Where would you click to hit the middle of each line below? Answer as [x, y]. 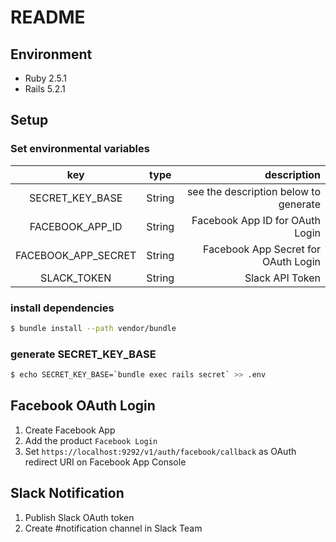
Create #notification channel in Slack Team [113, 528]
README [48, 17]
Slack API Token [282, 278]
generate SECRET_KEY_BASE [83, 354]
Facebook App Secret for [262, 249]
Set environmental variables [80, 149]
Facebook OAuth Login [83, 406]
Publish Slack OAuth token [79, 517]
